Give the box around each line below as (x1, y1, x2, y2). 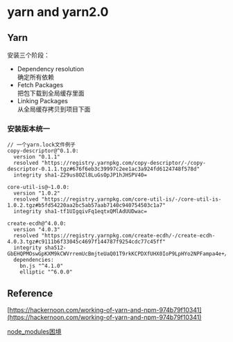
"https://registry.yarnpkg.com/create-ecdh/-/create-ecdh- (41, 233, 216, 240)
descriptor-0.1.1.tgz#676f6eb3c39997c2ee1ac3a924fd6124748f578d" (7, 165, 200, 173)
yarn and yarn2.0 (7, 4, 109, 20)
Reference (7, 287, 53, 299)
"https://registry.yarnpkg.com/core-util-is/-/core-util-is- (41, 196, 222, 203)
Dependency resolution (17, 65, 85, 73)
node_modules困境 (7, 327, 62, 336)
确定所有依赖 (17, 73, 54, 81)
